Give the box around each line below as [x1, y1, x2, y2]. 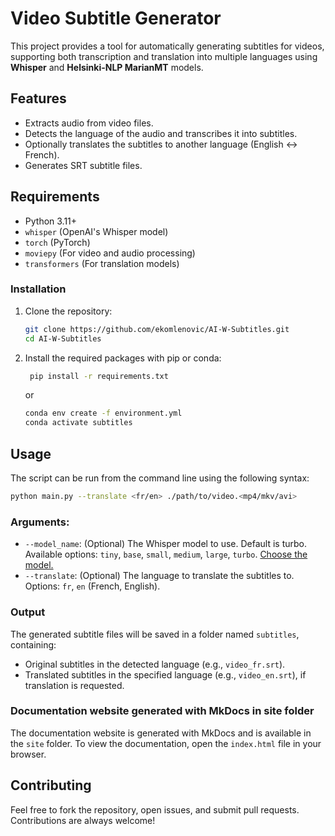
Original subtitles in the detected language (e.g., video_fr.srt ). [24, 658, 286, 670]
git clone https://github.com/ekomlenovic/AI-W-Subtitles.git [24, 324, 290, 334]
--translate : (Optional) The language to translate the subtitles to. [24, 570, 295, 582]
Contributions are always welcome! [10, 814, 156, 826]
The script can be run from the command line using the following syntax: [10, 472, 310, 484]
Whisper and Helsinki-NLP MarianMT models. [10, 61, 204, 73]
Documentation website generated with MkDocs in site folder [10, 704, 315, 718]
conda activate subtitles [24, 418, 133, 428]
